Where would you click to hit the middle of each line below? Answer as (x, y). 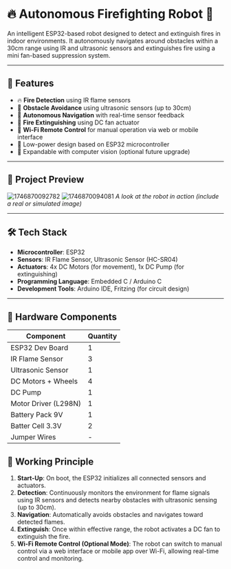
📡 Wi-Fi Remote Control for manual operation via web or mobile (108, 129)
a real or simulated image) (45, 203)
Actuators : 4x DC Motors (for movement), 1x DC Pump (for (100, 267)
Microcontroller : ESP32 (51, 252)
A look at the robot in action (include (167, 196)
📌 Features (31, 83)
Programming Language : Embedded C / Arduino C (89, 282)
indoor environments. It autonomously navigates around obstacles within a (113, 41)
